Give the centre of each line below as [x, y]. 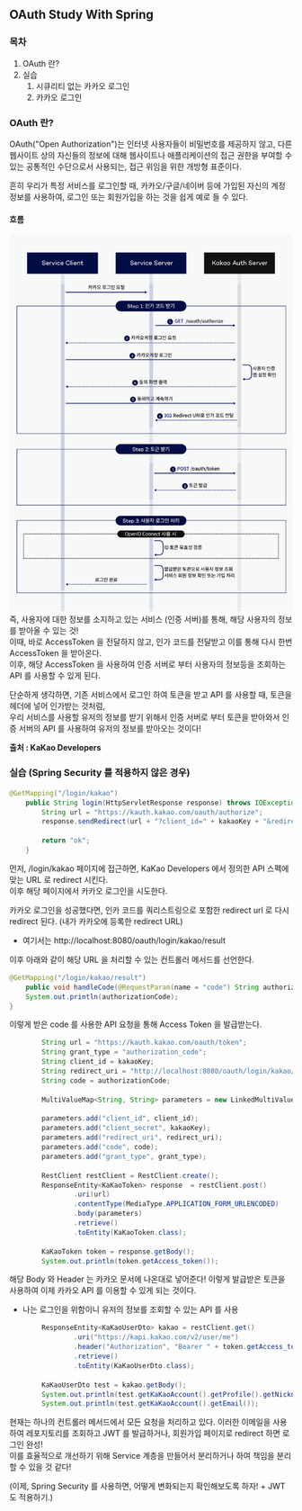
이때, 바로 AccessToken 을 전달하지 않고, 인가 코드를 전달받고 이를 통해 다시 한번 [151, 642]
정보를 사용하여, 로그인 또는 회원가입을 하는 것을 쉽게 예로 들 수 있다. [129, 196]
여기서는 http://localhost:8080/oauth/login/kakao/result [124, 940]
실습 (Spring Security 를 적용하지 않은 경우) [100, 773]
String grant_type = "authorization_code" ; [124, 1052]
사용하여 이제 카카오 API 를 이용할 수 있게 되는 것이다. [103, 1291]
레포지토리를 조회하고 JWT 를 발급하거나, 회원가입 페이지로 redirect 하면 [153, 1434]
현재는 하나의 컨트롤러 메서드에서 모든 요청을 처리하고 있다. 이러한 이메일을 [140, 1422]
